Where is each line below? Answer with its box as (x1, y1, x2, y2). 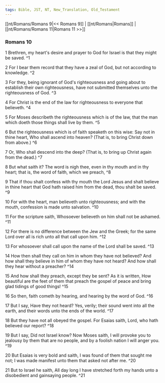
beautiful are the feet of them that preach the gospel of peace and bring (5, 278, 151, 284)
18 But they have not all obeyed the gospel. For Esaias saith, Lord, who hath (5, 317, 159, 323)
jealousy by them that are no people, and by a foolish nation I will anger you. (5, 337, 160, 343)
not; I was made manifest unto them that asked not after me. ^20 (5, 357, 136, 363)
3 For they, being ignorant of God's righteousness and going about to (5, 79, 146, 85)
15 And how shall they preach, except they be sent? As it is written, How (5, 273, 151, 279)
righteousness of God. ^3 (5, 89, 57, 95)
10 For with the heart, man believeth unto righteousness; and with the (5, 199, 146, 205)
